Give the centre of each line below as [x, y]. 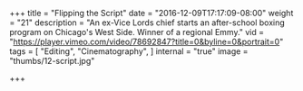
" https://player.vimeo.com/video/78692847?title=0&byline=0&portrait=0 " [147, 41]
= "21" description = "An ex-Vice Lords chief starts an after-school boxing [147, 23]
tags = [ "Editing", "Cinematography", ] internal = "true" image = [129, 51]
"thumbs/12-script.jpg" [52, 61]
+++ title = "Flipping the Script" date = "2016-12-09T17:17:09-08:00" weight [151, 13]
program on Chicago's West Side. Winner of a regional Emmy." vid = [137, 32]
